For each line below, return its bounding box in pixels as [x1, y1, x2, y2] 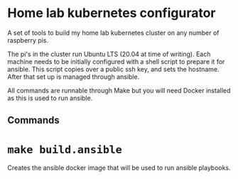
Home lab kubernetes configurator [7, 5, 216, 21]
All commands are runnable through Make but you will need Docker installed [7, 86, 231, 94]
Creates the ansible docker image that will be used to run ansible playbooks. [7, 163, 231, 172]
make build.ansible [7, 143, 122, 156]
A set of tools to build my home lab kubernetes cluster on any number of [7, 28, 220, 37]
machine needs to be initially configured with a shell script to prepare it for [7, 57, 225, 65]
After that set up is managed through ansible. [7, 72, 140, 81]
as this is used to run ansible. [7, 94, 93, 102]
